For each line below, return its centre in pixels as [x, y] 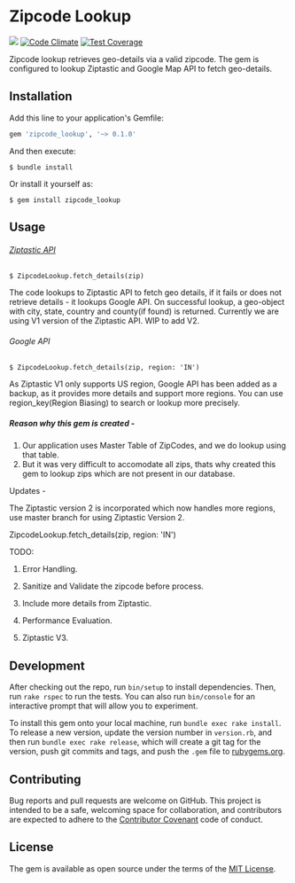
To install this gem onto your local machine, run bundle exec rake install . [145, 723]
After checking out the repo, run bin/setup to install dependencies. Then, [143, 687]
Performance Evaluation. [67, 621]
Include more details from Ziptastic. [87, 604]
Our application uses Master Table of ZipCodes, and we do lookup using [154, 446]
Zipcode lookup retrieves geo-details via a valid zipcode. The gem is [134, 59]
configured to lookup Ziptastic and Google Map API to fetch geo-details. [141, 68]
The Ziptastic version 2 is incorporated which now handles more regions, [143, 508]
